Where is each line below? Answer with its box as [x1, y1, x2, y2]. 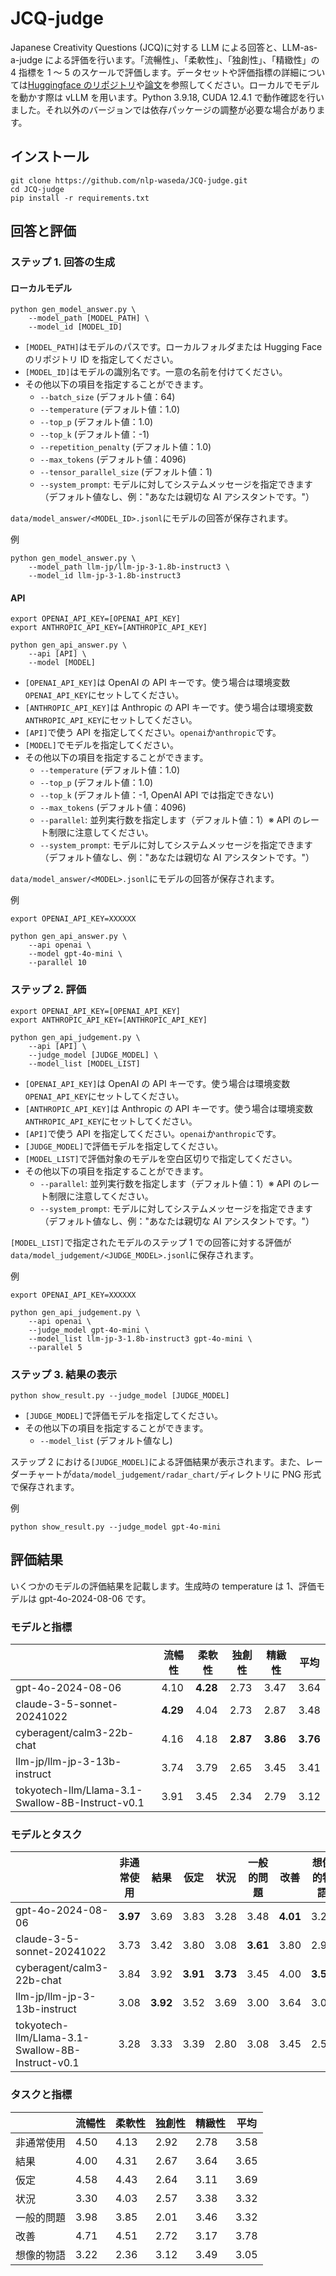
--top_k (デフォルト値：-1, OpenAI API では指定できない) [39, 789, 275, 801]
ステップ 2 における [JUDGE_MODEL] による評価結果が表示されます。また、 [10, 1456, 306, 1468]
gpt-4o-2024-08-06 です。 [38, 1592, 152, 1604]
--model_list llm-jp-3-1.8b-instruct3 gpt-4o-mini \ [28, 1333, 253, 1344]
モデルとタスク [10, 1828, 83, 1842]
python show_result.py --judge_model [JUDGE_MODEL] [10, 1391, 230, 1401]
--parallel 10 [28, 958, 87, 968]
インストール [10, 148, 90, 166]
